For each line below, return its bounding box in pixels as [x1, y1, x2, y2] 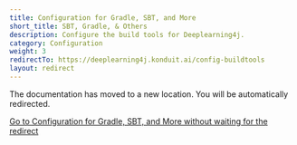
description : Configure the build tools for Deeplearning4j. [9, 30, 245, 39]
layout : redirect [9, 64, 75, 73]
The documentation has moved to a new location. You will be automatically [9, 88, 289, 100]
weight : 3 [9, 47, 47, 56]
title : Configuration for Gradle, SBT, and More [9, 13, 196, 23]
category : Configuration [9, 38, 103, 48]
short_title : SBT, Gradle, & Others [9, 22, 148, 31]
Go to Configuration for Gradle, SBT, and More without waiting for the [9, 115, 269, 127]
